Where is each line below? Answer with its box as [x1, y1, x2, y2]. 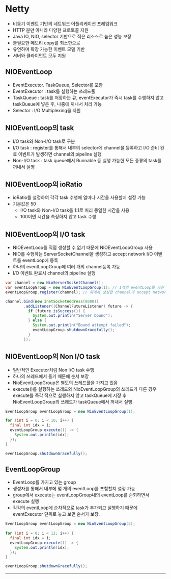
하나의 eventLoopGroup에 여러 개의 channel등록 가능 [12, 264, 121, 270]
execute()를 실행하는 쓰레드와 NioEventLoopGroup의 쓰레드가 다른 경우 [12, 386, 157, 392]
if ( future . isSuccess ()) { [27, 308, 85, 314]
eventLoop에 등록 [22, 257, 59, 263]
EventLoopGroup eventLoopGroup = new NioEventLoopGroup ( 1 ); [5, 409, 136, 414]
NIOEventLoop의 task [5, 123, 74, 133]
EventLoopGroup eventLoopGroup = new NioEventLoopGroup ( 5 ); [5, 521, 136, 526]
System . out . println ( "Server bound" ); [32, 313, 113, 318]
